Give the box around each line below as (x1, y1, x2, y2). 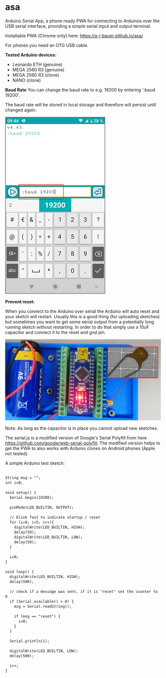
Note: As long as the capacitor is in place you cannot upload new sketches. (5, 425, 159, 432)
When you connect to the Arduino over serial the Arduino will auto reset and (5, 308, 160, 314)
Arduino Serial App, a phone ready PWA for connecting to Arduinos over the (5, 18, 160, 24)
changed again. (5, 107, 37, 113)
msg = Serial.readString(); (14, 604, 72, 609)
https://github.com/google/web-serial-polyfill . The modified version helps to (5, 440, 161, 446)
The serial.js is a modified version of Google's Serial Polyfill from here (5, 435, 147, 441)
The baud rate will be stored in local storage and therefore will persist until (5, 101, 157, 107)
